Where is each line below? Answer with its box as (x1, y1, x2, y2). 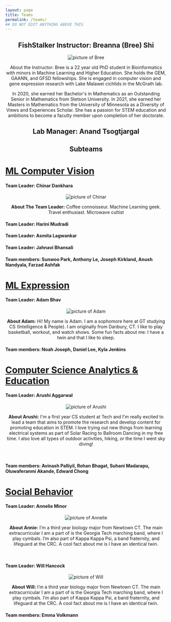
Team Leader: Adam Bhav (5, 297, 61, 303)
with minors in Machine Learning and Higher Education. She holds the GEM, (6, 70, 166, 76)
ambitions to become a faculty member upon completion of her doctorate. (8, 112, 164, 118)
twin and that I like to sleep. (57, 334, 115, 340)
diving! (78, 440, 94, 447)
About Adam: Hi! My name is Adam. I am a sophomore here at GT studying (7, 318, 165, 324)
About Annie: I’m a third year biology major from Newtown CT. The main (9, 524, 163, 531)
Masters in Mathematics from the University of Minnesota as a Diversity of (7, 102, 165, 108)
